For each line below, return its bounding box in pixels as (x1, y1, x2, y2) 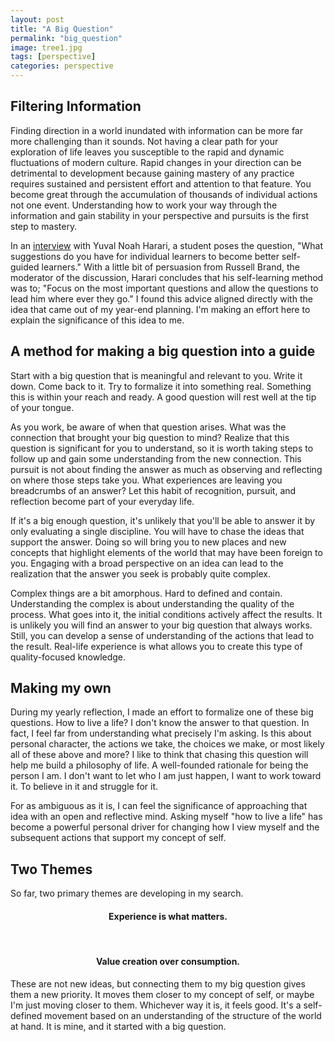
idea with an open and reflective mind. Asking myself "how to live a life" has (10, 811, 323, 823)
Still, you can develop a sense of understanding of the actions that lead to (10, 629, 315, 641)
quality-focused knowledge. (10, 651, 127, 663)
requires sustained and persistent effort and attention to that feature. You (10, 177, 312, 190)
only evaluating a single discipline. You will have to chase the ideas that (10, 525, 305, 537)
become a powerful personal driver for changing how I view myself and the (10, 821, 320, 833)
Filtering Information (10, 98, 142, 115)
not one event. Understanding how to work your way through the (10, 199, 278, 211)
